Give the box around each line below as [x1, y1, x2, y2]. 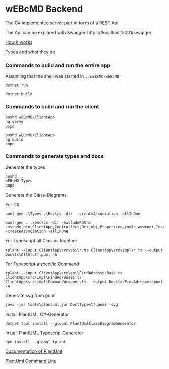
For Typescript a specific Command [5, 261, 79, 267]
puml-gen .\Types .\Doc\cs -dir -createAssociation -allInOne [5, 211, 141, 216]
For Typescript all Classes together [5, 237, 78, 243]
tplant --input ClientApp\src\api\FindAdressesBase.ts [5, 270, 123, 275]
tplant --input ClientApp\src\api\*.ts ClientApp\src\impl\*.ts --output [5, 248, 163, 253]
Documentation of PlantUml [5, 348, 63, 354]
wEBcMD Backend [5, 3, 83, 15]
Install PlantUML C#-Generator [5, 311, 69, 317]
